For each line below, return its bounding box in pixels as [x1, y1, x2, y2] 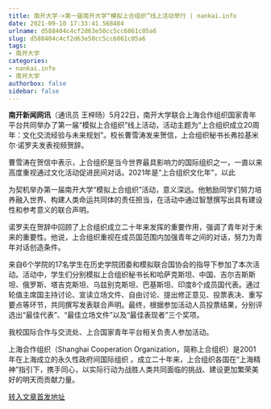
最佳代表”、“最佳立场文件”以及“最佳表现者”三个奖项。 [25, 310, 204, 320]
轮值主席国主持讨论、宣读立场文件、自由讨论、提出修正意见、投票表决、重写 [8, 290, 263, 300]
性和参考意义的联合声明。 [8, 205, 94, 215]
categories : [8, 57, 48, 65]
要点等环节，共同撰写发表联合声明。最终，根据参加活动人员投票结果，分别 [8, 300, 256, 310]
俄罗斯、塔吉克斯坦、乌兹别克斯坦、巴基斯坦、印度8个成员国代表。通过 [22, 280, 261, 289]
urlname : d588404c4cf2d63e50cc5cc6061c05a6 [8, 27, 157, 35]
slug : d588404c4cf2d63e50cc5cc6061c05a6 [8, 34, 147, 43]
